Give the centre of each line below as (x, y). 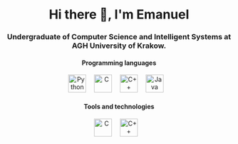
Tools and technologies (119, 106)
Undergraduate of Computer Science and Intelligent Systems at (119, 37)
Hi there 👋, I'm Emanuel (119, 15)
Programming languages (119, 63)
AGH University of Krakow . (119, 46)
